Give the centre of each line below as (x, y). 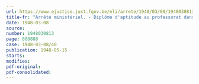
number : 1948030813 (30, 34)
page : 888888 (22, 39)
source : (16, 28)
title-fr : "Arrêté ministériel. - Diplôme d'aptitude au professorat (94, 17)
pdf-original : (24, 67)
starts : (16, 56)
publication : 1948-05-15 (37, 50)
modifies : (18, 61)
